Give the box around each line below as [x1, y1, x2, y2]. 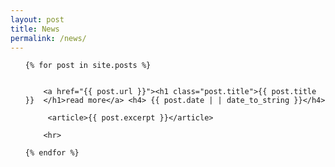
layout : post [10, 14, 65, 25]
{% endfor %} [24, 148, 80, 158]
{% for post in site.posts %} [24, 61, 152, 71]
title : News [10, 24, 60, 34]
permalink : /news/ [10, 33, 87, 43]
